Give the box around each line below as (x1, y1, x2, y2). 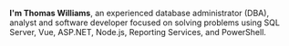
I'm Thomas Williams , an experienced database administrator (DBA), (9, 8, 270, 18)
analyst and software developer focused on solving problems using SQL (9, 17, 281, 28)
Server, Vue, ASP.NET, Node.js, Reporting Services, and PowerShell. (9, 27, 267, 37)
